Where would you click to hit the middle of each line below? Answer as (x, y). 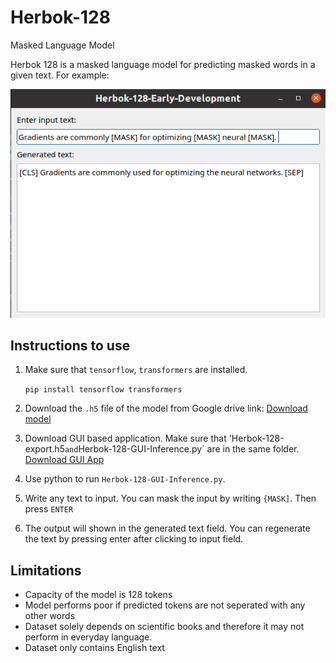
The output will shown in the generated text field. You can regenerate (167, 528)
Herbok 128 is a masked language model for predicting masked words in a (163, 64)
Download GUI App (64, 460)
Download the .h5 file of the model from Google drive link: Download (166, 408)
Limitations (46, 570)
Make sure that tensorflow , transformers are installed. (136, 370)
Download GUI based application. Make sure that (125, 438)
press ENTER (49, 509)
